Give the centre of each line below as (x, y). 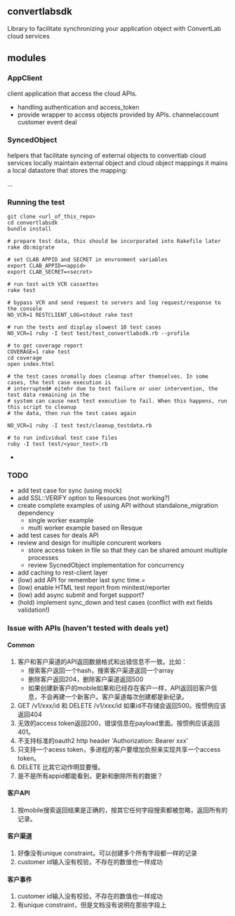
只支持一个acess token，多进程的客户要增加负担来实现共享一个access (119, 749)
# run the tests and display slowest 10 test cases (84, 327)
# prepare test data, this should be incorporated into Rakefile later (114, 242)
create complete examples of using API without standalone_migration (118, 506)
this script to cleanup (42, 407)
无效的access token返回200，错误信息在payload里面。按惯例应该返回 (119, 723)
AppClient (25, 78)
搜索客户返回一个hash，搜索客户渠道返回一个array (101, 670)
